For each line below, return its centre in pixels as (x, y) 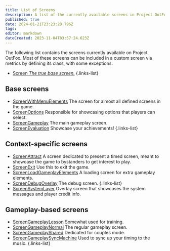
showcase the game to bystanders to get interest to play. (72, 161)
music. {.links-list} (31, 243)
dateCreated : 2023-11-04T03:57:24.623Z (47, 38)
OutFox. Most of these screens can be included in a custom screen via (79, 58)
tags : (11, 29)
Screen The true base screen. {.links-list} (55, 73)
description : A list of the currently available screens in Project (79, 15)
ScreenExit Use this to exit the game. (51, 167)
